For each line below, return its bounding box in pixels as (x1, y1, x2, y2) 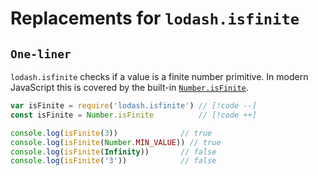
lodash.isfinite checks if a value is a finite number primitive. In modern (10, 71, 309, 82)
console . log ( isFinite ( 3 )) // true (10, 128, 213, 138)
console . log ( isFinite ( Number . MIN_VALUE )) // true (10, 137, 222, 147)
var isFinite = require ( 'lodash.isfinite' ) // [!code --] (10, 101, 257, 111)
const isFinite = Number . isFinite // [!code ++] (10, 110, 257, 120)
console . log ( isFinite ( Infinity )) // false (10, 147, 217, 157)
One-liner (10, 47, 72, 61)
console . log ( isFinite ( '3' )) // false (10, 156, 217, 166)
